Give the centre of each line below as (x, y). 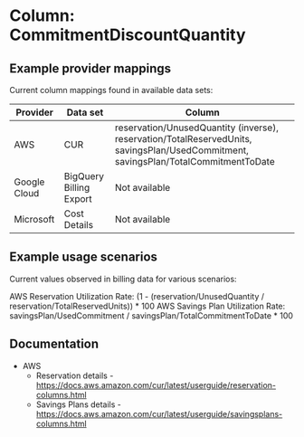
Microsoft (34, 219)
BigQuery (84, 176)
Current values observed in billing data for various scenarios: (123, 279)
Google (29, 182)
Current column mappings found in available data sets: (111, 90)
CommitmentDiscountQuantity (128, 35)
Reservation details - (75, 375)
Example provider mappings (90, 68)
